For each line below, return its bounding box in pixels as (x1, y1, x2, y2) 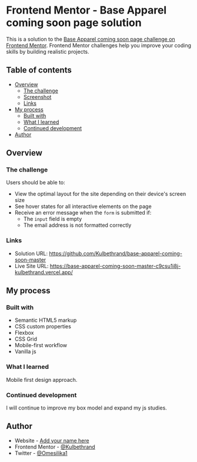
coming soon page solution (6, 16, 142, 29)
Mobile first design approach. (6, 376, 78, 383)
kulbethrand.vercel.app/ (14, 269, 74, 276)
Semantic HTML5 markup (14, 316, 77, 324)
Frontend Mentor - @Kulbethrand (14, 443, 95, 450)
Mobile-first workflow (14, 342, 68, 349)
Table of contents (6, 65, 72, 75)
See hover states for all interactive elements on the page (14, 203, 152, 210)
